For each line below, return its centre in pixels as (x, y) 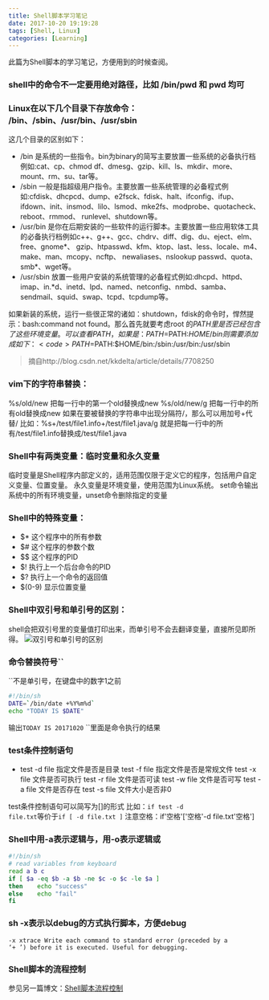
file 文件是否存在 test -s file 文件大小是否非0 (99, 789)
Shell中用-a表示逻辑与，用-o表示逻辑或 (85, 839)
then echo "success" (48, 886)
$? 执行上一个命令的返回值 (64, 577)
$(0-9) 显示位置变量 (53, 587)
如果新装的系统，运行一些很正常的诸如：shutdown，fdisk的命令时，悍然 (128, 314)
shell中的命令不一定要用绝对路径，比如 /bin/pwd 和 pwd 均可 (126, 85)
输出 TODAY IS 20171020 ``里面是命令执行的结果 (84, 727)
